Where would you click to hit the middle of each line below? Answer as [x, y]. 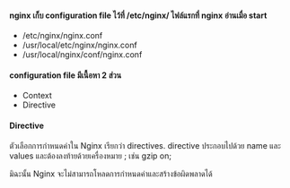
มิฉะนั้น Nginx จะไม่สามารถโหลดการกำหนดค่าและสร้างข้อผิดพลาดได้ [111, 174]
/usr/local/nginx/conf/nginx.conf [82, 55]
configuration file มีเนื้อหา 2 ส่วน [66, 75]
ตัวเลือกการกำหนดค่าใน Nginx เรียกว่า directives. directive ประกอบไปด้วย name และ [145, 145]
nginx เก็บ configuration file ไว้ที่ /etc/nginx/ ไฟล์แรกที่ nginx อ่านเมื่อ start [138, 15]
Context [37, 96]
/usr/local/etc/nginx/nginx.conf [79, 45]
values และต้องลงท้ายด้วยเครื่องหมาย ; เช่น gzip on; [91, 156]
